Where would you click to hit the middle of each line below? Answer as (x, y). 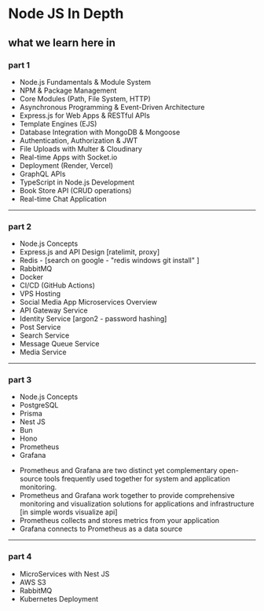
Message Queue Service (59, 344)
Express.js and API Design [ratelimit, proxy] (90, 252)
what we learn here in (62, 43)
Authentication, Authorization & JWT (79, 140)
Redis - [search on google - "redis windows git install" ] (109, 261)
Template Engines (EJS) (58, 123)
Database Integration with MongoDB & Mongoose (100, 132)
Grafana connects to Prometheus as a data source (101, 529)
